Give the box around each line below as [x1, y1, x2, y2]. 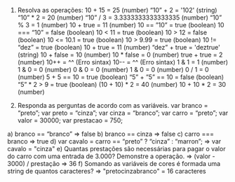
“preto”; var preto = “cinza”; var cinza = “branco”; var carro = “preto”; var [17, 108, 229, 117]
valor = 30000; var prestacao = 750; [17, 116, 123, 125]
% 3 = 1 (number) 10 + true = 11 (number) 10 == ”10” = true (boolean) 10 [17, 21, 224, 29]
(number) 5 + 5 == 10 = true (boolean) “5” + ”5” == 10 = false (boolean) [17, 73, 224, 81]
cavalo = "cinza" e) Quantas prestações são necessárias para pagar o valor [7, 145, 226, 153]
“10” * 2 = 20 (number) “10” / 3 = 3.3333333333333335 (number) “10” [17, 13, 222, 22]
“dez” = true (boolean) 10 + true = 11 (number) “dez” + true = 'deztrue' [17, 43, 221, 51]
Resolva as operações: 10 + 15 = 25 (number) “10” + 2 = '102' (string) [17, 6, 217, 14]
